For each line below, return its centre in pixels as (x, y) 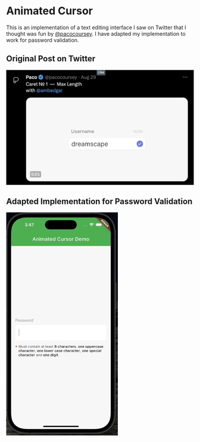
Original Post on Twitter (51, 59)
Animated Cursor (50, 11)
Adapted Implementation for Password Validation (99, 201)
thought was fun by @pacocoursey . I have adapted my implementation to (96, 33)
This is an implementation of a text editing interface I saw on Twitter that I (96, 27)
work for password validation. (43, 40)
